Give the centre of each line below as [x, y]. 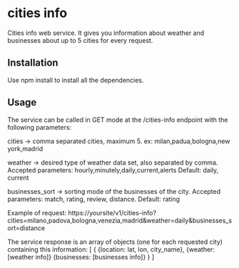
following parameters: [40, 127]
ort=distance [26, 228]
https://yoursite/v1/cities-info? [112, 212]
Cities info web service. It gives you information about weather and [106, 33]
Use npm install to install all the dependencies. [76, 80]
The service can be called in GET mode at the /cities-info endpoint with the [118, 120]
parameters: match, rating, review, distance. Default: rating [94, 199]
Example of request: [37, 212]
